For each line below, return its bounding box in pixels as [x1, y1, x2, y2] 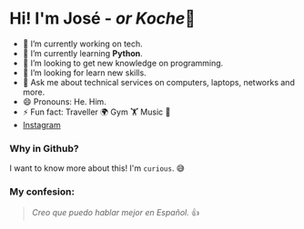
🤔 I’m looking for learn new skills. [22, 67, 147, 78]
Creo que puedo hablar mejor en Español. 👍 [31, 206, 200, 217]
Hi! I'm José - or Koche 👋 [9, 8, 196, 29]
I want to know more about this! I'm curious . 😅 [9, 163, 185, 174]
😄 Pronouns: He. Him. [22, 95, 106, 107]
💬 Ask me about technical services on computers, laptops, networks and [22, 76, 296, 87]
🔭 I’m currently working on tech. [22, 38, 143, 49]
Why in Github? [9, 142, 79, 154]
